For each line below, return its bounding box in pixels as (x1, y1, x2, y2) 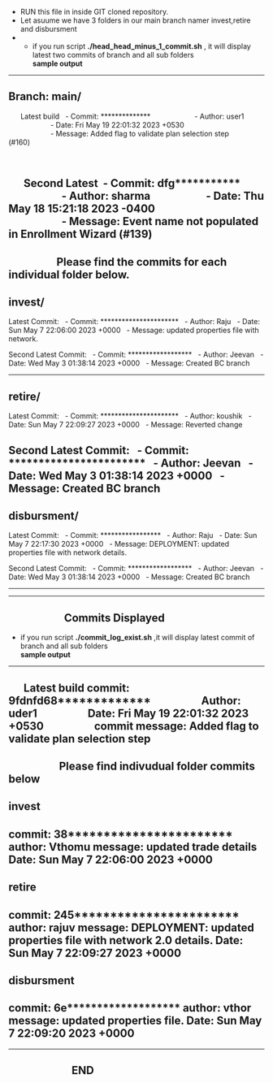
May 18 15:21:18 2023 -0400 (8, 202, 156, 216)
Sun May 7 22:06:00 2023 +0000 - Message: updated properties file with (8, 325, 259, 336)
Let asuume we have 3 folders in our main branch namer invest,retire (19, 15, 251, 25)
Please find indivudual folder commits (58, 760, 256, 773)
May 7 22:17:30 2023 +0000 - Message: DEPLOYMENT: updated (8, 539, 230, 549)
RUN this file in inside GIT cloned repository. (19, 7, 169, 16)
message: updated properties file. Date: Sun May (8, 1014, 262, 1028)
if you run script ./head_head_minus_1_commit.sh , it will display (32, 41, 252, 51)
